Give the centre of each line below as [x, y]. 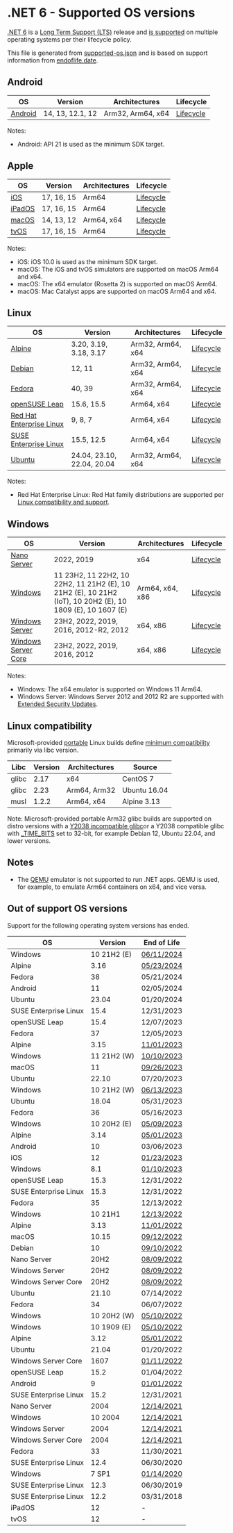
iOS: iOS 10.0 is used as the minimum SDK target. [87, 261]
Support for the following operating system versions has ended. [98, 925]
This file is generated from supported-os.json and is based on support [107, 53]
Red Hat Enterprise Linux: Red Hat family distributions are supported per [120, 495]
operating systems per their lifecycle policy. [69, 39]
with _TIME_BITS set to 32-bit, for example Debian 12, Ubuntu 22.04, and [111, 833]
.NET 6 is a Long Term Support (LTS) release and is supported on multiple [113, 32]
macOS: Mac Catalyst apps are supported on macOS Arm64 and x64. [116, 291]
